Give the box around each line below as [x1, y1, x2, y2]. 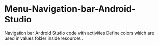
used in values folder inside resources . [4, 35, 84, 41]
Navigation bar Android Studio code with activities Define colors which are [4, 30, 154, 36]
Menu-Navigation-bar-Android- [4, 3, 136, 15]
